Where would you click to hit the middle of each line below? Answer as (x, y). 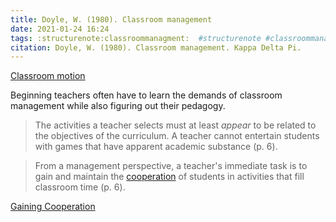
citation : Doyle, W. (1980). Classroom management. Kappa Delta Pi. (156, 47)
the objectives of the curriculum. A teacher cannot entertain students (177, 136)
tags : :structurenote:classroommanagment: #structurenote (136, 38)
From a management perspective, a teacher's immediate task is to (171, 166)
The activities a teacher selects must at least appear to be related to (175, 125)
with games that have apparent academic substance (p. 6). (156, 147)
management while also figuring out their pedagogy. (118, 106)
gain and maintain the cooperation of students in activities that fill (169, 177)
